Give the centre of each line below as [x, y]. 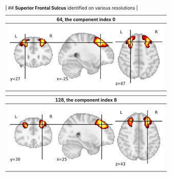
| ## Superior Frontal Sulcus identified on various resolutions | [72, 8]
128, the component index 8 [86, 100]
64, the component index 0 [86, 19]
